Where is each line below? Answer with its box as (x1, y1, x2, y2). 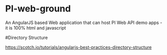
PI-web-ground (5, 3, 71, 14)
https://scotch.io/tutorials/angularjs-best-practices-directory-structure (5, 44, 152, 50)
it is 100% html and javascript (5, 24, 66, 30)
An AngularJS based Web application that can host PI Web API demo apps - (5, 19, 162, 25)
